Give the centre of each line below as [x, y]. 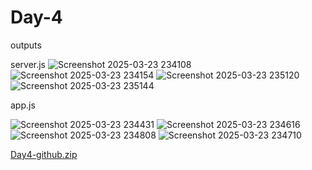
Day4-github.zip [44, 154]
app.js [23, 105]
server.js [28, 64]
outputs [26, 45]
